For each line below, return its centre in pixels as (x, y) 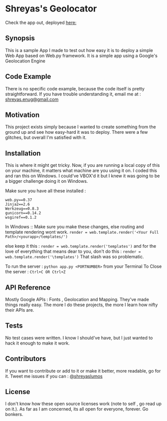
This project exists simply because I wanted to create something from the (81, 127)
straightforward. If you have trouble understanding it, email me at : (73, 94)
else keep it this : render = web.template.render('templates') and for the (81, 246)
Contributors (26, 359)
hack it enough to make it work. (37, 343)
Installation (23, 153)
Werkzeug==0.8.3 (22, 209)
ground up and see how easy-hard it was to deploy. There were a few (77, 132)
